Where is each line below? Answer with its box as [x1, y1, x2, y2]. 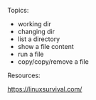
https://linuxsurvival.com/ [7, 85, 82, 93]
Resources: [7, 71, 41, 79]
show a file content [17, 43, 74, 50]
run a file [17, 50, 44, 58]
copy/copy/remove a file [17, 57, 89, 66]
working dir [17, 20, 51, 28]
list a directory [17, 35, 60, 43]
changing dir [17, 28, 55, 35]
